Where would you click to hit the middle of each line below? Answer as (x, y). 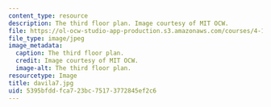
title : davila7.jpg (41, 83)
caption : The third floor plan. (70, 53)
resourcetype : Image (43, 76)
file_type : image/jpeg (46, 38)
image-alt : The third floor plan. (73, 68)
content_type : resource (48, 16)
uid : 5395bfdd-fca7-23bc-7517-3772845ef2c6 (83, 91)
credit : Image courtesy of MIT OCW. (77, 61)
